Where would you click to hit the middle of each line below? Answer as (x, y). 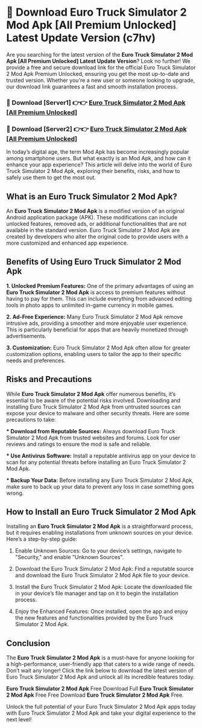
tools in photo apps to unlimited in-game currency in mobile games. (90, 305)
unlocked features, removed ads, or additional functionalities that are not (96, 224)
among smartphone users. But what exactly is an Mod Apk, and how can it (99, 158)
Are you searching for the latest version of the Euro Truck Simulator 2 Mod (99, 54)
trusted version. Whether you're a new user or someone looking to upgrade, (101, 80)
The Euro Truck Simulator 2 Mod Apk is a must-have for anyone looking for (100, 658)
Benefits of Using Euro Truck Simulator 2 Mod (94, 262)
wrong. (15, 493)
